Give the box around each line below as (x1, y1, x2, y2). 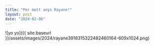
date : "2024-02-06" (5, 16, 46, 21)
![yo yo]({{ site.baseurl (5, 30, 51, 36)
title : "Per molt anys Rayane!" (5, 7, 72, 12)
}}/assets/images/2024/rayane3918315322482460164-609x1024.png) (5, 35, 150, 41)
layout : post (5, 12, 32, 17)
